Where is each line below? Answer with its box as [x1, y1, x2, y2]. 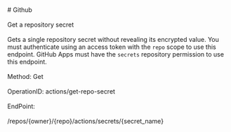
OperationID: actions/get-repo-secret [7, 87, 116, 96]
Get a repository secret [7, 20, 74, 29]
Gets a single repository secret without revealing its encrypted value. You [7, 36, 220, 43]
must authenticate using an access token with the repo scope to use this [7, 43, 216, 51]
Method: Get [7, 73, 44, 80]
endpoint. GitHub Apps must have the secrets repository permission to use [7, 50, 225, 58]
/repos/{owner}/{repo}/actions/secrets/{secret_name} [7, 117, 164, 125]
